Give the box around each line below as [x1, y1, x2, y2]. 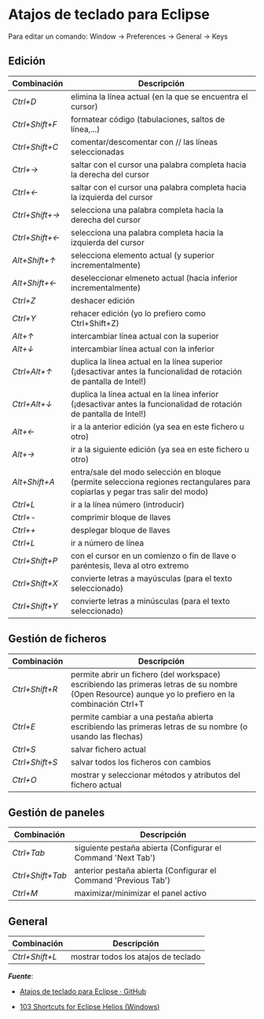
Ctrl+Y [12, 313, 37, 324]
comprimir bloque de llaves [70, 511, 171, 523]
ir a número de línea [70, 537, 144, 549]
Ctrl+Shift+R [12, 683, 58, 694]
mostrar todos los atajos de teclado [70, 951, 201, 962]
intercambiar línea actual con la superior [70, 330, 219, 341]
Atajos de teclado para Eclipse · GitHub [19, 987, 147, 996]
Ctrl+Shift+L [12, 951, 57, 962]
